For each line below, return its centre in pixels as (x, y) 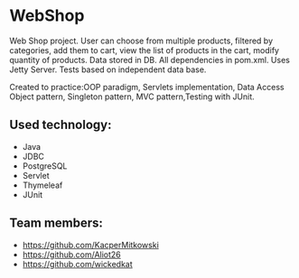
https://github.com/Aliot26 (72, 255)
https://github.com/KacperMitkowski (91, 245)
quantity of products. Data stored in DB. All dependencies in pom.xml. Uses (150, 60)
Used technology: (61, 125)
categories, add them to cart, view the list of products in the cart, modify (145, 50)
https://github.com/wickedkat (77, 264)
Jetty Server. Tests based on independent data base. (108, 69)
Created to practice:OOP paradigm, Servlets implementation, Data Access (147, 87)
